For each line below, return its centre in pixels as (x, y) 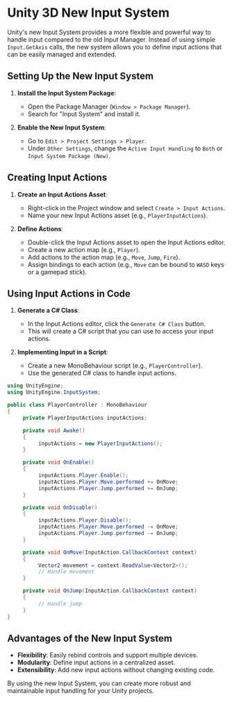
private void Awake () (54, 430)
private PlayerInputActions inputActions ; (85, 418)
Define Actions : (40, 228)
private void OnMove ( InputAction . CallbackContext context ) (110, 552)
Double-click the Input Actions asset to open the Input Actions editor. (126, 242)
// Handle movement (66, 572)
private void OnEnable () (59, 462)
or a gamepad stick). (57, 272)
